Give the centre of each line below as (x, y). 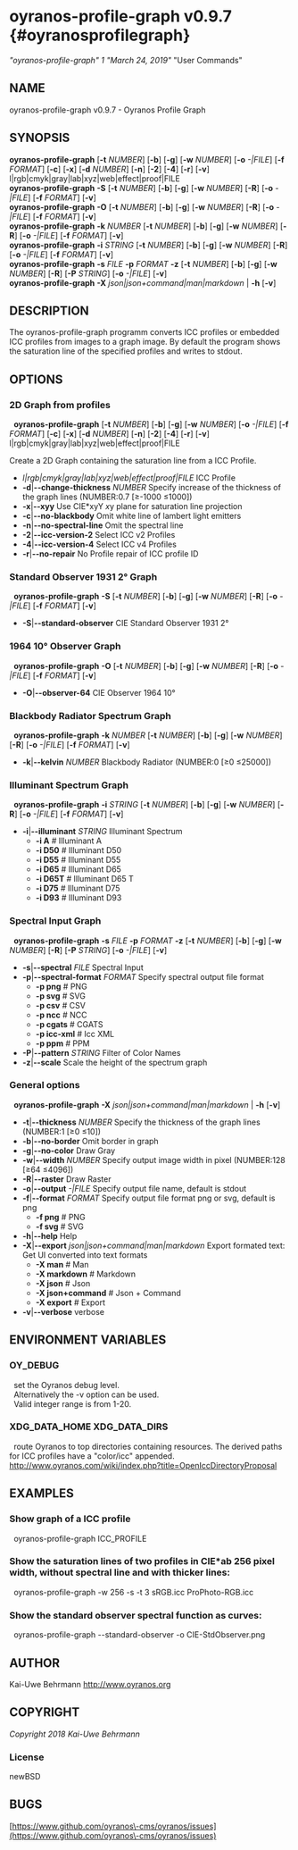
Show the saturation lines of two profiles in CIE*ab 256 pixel (142, 1561)
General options (45, 1085)
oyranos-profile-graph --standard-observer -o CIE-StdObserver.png (139, 1635)
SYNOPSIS (40, 138)
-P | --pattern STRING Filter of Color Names (101, 1052)
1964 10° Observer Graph (65, 647)
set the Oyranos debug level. (66, 1385)
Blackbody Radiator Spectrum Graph (90, 716)
